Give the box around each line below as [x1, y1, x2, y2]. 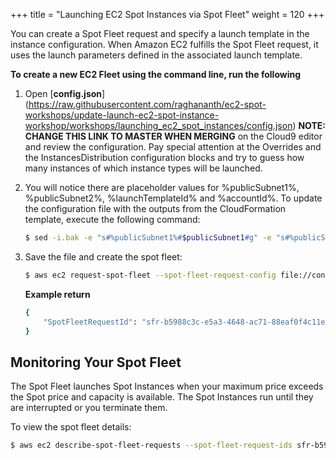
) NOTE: [292, 120, 326, 131]
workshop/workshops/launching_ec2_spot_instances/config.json [24, 120, 293, 131]
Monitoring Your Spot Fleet [10, 354, 182, 371]
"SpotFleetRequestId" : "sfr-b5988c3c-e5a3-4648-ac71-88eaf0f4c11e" [43, 317, 330, 327]
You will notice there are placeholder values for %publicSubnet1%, [24, 182, 300, 193]
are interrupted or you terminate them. [10, 402, 168, 414]
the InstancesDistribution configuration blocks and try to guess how [24, 152, 305, 163]
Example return [24, 288, 91, 300]
